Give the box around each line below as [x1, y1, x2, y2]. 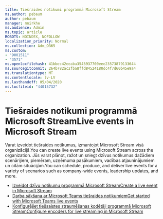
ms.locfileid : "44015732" [5, 84, 57, 89]
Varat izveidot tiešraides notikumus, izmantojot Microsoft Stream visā [5, 142, 144, 148]
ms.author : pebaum [5, 12, 42, 17]
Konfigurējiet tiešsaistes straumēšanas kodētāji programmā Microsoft [12, 203, 151, 209]
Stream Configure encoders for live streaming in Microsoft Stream [12, 208, 144, 215]
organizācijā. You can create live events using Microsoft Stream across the [5, 147, 153, 153]
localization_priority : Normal [5, 39, 69, 44]
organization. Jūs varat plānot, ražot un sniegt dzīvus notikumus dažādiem [5, 152, 155, 159]
